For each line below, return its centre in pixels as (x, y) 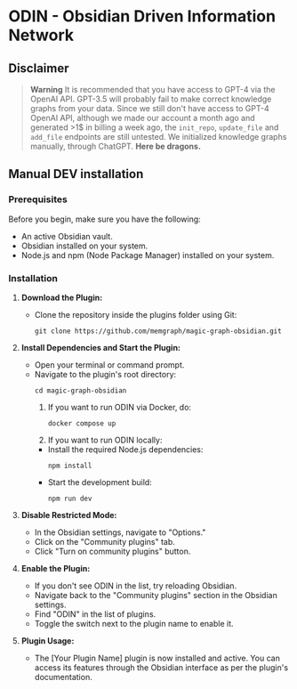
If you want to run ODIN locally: (105, 440)
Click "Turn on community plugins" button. (112, 551)
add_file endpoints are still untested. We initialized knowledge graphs (158, 137)
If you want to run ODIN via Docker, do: (120, 407)
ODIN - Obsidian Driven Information (142, 16)
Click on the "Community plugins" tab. (104, 541)
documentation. (63, 677)
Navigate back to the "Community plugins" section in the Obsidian (156, 595)
